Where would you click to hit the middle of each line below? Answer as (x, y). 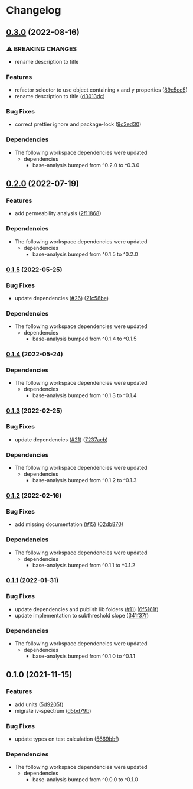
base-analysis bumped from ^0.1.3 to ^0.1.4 (84, 395)
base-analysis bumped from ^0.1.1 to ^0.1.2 (84, 565)
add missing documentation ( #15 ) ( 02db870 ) (69, 524)
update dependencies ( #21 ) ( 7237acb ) (61, 439)
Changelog (34, 10)
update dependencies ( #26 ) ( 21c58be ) (62, 298)
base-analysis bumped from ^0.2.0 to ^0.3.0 (86, 165)
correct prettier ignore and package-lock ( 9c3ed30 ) (78, 124)
